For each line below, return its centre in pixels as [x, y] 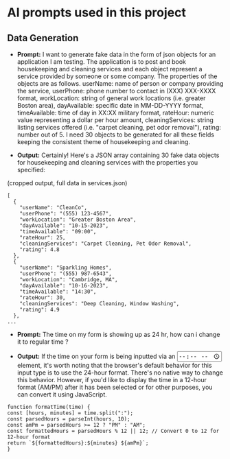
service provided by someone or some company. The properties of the [117, 76]
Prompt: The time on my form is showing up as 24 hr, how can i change [118, 334]
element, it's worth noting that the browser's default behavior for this [114, 365]
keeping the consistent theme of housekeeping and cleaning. [104, 142]
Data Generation [43, 38]
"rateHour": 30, [43, 298]
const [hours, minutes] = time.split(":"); [70, 413]
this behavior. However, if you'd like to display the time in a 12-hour [112, 380]
